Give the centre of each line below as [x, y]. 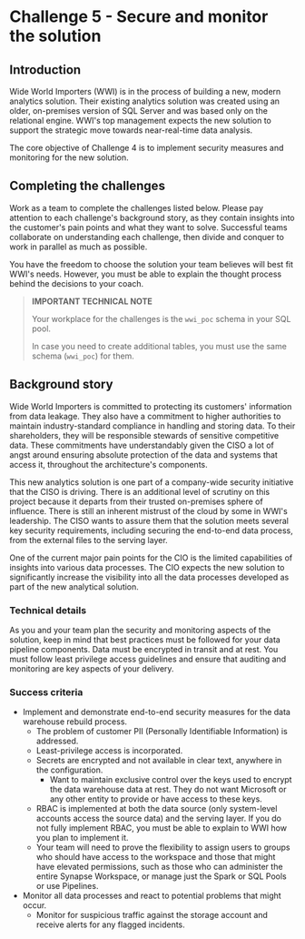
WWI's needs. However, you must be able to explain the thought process [146, 274]
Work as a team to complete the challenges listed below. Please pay [137, 207]
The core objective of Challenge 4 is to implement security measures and [147, 148]
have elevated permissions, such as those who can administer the [159, 867]
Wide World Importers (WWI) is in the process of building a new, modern [145, 91]
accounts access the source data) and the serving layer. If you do [158, 818]
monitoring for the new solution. [69, 157]
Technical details [48, 610]
